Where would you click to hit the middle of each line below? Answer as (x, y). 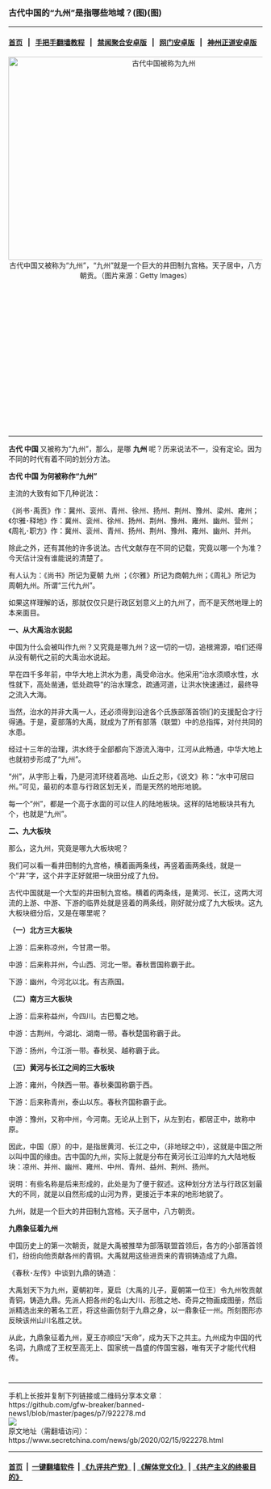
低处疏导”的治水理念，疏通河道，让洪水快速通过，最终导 (165, 684)
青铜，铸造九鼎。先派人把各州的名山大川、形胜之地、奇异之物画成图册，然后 (135, 1300)
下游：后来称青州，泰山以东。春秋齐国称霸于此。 (90, 1102)
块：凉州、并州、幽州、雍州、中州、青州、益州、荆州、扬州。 (111, 1166)
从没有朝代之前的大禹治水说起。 (61, 657)
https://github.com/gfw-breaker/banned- (77, 1404)
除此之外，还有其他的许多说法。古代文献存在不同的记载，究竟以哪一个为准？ (135, 548)
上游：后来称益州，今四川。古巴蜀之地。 (75, 1016)
